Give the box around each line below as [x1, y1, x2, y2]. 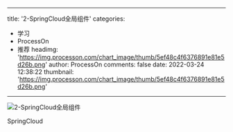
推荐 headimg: [17, 46, 59, 53]
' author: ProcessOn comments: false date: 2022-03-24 [44, 60, 205, 68]
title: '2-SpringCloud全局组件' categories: [7, 15, 126, 23]
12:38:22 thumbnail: [17, 68, 74, 76]
